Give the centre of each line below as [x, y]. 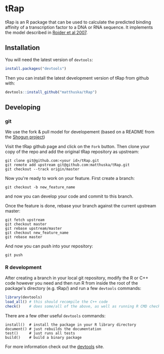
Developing [23, 107]
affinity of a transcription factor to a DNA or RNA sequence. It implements [79, 27]
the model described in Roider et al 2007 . [46, 32]
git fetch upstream [25, 220]
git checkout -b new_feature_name [40, 187]
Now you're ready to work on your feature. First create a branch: [70, 178]
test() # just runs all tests [40, 333]
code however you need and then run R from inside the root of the [72, 283]
